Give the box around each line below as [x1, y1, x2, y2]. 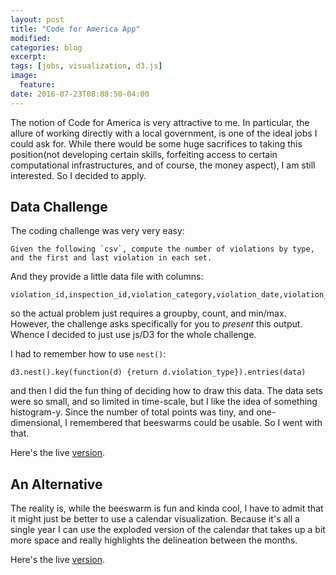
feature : [19, 80, 56, 90]
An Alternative [10, 476, 103, 493]
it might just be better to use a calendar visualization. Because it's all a [10, 513, 300, 525]
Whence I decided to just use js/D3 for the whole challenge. [10, 329, 257, 341]
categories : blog [10, 42, 83, 53]
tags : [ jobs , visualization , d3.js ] [10, 61, 163, 71]
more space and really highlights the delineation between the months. [10, 534, 298, 546]
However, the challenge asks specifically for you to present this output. [10, 318, 303, 330]
